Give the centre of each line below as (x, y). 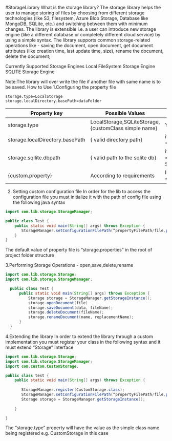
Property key (47, 113)
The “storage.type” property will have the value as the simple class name (82, 428)
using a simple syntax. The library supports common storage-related (78, 40)
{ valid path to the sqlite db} (123, 157)
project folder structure (30, 255)
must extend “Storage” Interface (39, 347)
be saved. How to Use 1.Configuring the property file (61, 87)
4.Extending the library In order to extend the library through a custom (79, 336)
